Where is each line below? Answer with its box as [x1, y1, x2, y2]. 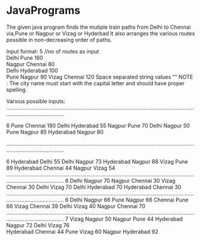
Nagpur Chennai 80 [6, 61, 55, 68]
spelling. [6, 86, 28, 93]
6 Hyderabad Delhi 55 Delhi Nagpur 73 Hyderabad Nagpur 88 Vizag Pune [6, 158, 188, 165]
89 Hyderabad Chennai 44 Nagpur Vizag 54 [6, 164, 116, 171]
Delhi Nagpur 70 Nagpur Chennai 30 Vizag [70, 177, 176, 184]
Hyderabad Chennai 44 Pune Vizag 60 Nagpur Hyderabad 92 [6, 228, 158, 235]
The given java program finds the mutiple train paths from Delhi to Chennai [6, 23, 191, 31]
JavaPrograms [6, 4, 81, 17]
